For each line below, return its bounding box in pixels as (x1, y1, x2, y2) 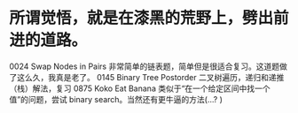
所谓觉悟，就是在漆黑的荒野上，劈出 (9, 8, 274, 28)
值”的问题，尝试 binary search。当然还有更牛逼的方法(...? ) (9, 94, 223, 104)
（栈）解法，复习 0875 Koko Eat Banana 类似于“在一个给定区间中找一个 (9, 83, 271, 94)
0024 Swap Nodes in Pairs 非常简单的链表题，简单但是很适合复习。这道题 (9, 61, 280, 72)
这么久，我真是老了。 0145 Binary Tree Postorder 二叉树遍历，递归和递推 (16, 72, 285, 82)
